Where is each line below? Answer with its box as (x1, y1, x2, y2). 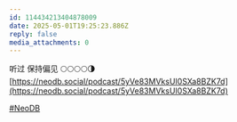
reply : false (9, 29, 58, 38)
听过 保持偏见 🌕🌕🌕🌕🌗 (9, 63, 96, 74)
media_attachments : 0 (9, 37, 90, 47)
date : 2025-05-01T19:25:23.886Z (9, 21, 129, 30)
